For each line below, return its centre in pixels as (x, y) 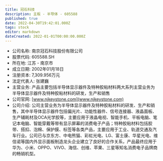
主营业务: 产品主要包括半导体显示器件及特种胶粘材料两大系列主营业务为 (83, 87)
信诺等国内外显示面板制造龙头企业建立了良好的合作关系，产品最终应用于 (84, 141)
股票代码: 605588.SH (33, 57)
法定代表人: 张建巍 (30, 81)
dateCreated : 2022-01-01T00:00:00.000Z (45, 37)
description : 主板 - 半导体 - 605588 (41, 14)
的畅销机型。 (25, 153)
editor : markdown (23, 32)
